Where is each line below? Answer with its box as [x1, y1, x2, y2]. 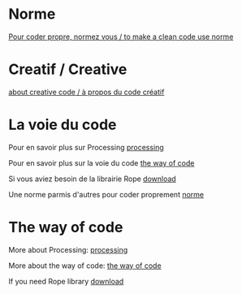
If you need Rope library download [8, 276, 124, 286]
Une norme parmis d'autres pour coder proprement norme [8, 189, 205, 199]
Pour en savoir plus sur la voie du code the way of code [8, 158, 195, 167]
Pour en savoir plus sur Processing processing [8, 142, 164, 152]
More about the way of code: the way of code [8, 261, 162, 270]
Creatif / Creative [8, 60, 127, 79]
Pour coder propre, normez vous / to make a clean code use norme [8, 32, 234, 41]
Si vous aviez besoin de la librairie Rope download [8, 174, 176, 184]
